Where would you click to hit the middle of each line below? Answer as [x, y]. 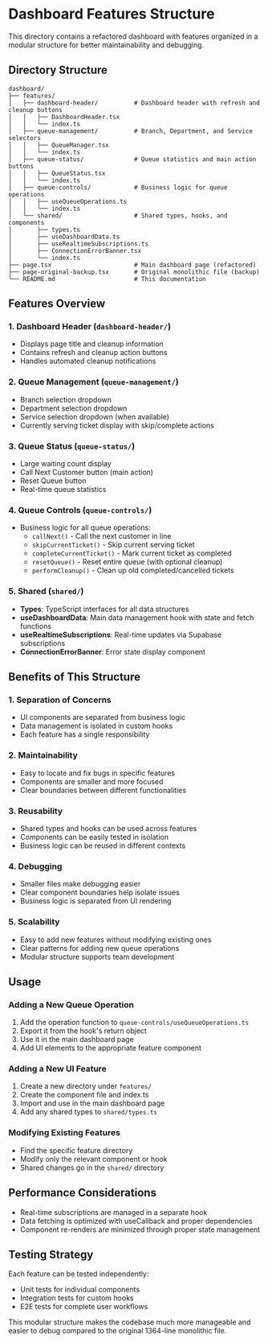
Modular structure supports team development [97, 957]
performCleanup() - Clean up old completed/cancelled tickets [133, 570]
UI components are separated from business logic [103, 717]
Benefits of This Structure [74, 677]
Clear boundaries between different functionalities [103, 790]
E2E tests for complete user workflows [84, 1307]
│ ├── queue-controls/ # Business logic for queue [118, 187]
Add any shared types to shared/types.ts [89, 1112]
